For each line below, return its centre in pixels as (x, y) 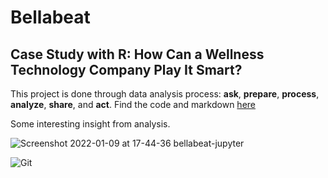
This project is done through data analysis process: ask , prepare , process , (165, 94)
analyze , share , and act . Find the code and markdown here (133, 104)
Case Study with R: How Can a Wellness (137, 54)
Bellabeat (50, 17)
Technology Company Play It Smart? (126, 69)
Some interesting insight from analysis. (90, 124)
